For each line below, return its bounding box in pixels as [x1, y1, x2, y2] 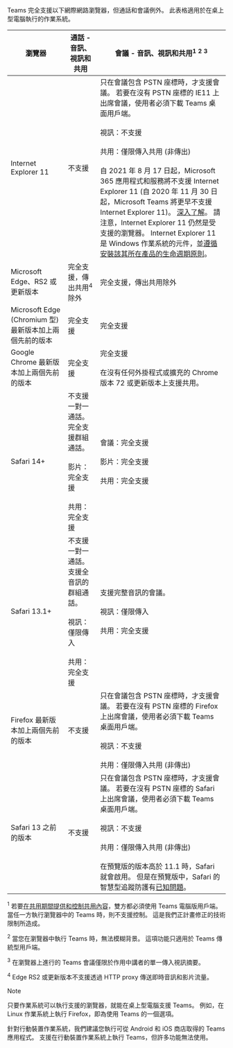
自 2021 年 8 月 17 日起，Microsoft [100, 166, 216, 175]
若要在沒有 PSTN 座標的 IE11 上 [115, 88, 220, 97]
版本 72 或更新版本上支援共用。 [100, 378, 203, 388]
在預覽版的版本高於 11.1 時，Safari [100, 862, 215, 871]
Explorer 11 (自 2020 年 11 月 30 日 [100, 186, 218, 196]
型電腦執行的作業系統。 [7, 15, 74, 23]
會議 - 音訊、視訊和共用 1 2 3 [114, 47, 208, 58]
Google [10, 347, 35, 357]
